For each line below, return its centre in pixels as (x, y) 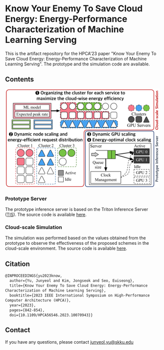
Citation (18, 264)
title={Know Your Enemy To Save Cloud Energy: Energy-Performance (79, 286)
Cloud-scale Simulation (34, 227)
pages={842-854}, (27, 310)
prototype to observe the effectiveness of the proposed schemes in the (77, 243)
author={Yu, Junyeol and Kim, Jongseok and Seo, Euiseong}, (72, 281)
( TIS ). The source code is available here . (46, 214)
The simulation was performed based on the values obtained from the (75, 238)
